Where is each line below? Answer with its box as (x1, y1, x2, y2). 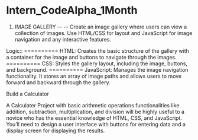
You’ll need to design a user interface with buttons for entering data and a (6, 120, 186, 128)
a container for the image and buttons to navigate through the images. (6, 53, 177, 61)
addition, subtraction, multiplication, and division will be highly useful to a (6, 108, 185, 115)
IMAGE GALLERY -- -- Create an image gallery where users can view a (14, 23, 187, 30)
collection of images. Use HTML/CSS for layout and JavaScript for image (14, 29, 193, 36)
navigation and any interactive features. (14, 36, 111, 43)
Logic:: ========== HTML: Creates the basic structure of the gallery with (6, 47, 189, 54)
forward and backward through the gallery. (6, 78, 111, 86)
